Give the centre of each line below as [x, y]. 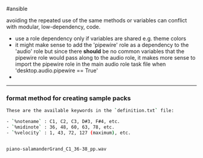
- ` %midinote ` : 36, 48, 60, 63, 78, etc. [60, 127]
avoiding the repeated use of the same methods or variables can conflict [97, 20]
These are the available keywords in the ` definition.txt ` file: [90, 111]
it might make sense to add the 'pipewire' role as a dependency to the [102, 45]
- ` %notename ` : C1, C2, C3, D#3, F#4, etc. [63, 122]
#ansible [17, 9]
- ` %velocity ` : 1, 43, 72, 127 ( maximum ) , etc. [69, 133]
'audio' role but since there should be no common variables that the [100, 51]
